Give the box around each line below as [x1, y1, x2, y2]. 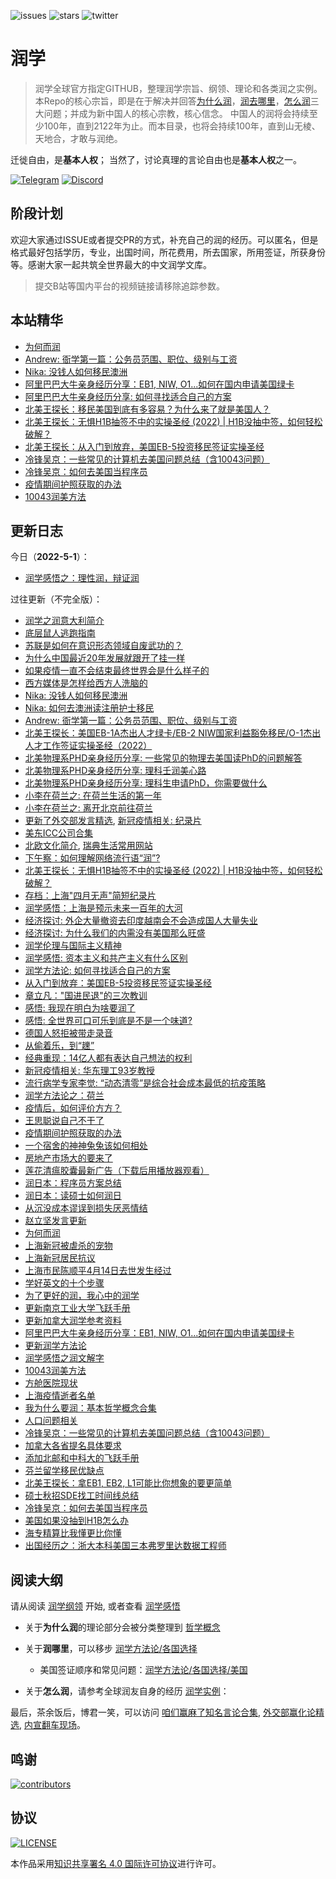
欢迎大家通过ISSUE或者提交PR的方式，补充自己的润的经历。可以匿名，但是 [10, 233, 319, 245]
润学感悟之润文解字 [24, 1352, 105, 1364]
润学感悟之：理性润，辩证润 [24, 572, 140, 584]
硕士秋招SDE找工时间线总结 [24, 1490, 140, 1502]
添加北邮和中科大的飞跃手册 [24, 1452, 140, 1464]
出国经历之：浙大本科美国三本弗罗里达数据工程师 [24, 1540, 227, 1552]
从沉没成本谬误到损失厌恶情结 [24, 1202, 148, 1214]
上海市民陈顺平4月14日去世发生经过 [24, 1265, 172, 1277]
